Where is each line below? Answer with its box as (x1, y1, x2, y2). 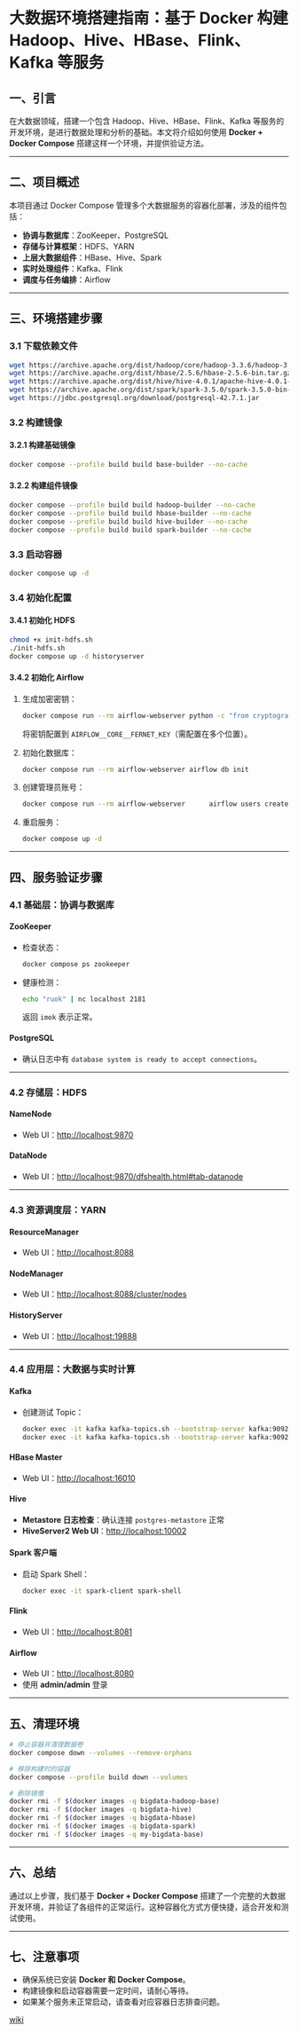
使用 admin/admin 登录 (21, 1679, 108, 1690)
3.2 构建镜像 (9, 416, 63, 429)
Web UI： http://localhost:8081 (21, 1627, 133, 1637)
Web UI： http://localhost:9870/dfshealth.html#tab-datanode (21, 1171, 244, 1181)
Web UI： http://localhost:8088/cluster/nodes (21, 1288, 187, 1300)
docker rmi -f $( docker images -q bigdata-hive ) (9, 1805, 192, 1815)
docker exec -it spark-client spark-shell (21, 1587, 182, 1596)
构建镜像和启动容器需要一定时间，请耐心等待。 (21, 1985, 193, 1997)
